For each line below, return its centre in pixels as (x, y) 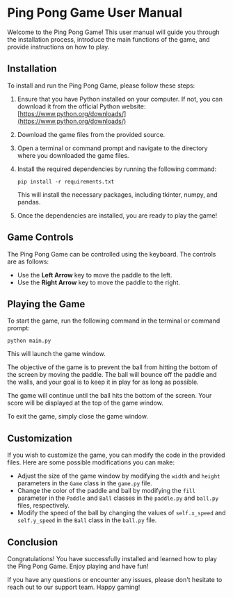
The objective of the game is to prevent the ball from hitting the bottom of (112, 367)
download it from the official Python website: (81, 106)
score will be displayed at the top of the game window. (85, 403)
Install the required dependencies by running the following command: (117, 169)
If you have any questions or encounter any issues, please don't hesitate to (115, 580)
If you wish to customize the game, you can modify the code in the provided (116, 455)
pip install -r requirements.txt (66, 181)
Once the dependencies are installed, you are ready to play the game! (117, 215)
